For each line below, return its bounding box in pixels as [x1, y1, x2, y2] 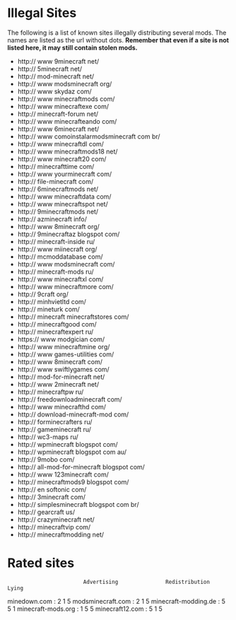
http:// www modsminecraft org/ [17, 79, 112, 88]
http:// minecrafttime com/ [17, 162, 95, 170]
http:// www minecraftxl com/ [17, 274, 104, 283]
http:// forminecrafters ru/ [17, 417, 93, 426]
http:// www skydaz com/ [17, 87, 92, 95]
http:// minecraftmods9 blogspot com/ [17, 477, 129, 486]
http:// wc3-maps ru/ [17, 433, 79, 441]
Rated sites [7, 555, 75, 571]
